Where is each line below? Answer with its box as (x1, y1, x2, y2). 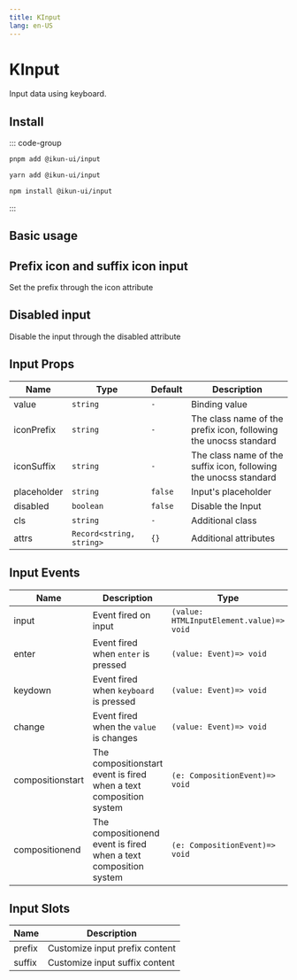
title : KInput (9, 12, 62, 22)
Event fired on (92, 608, 151, 621)
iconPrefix (13, 423, 56, 436)
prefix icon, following (191, 423, 278, 436)
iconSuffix (13, 459, 56, 472)
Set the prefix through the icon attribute (9, 282, 154, 293)
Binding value (191, 397, 247, 410)
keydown (13, 683, 51, 696)
